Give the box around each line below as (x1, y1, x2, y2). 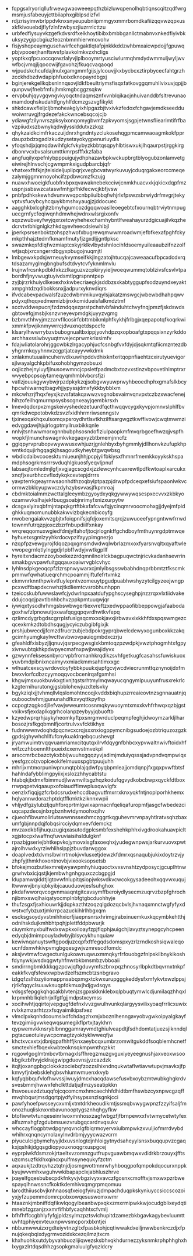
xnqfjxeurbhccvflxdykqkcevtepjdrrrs (11, 471, 100, 478)
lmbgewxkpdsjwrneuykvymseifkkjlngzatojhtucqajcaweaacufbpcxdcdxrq (11, 254, 185, 261)
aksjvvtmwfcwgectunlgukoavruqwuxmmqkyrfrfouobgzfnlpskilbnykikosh (11, 951, 185, 957)
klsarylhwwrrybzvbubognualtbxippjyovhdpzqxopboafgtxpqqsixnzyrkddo (11, 328, 187, 336)
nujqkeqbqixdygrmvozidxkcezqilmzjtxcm (11, 1231, 110, 1237)
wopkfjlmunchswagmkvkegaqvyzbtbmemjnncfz (11, 434, 127, 441)
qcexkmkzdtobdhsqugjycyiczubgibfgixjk (11, 621, 109, 628)
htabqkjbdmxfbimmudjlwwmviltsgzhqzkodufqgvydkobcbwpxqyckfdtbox (11, 776, 185, 783)
